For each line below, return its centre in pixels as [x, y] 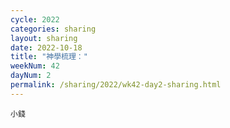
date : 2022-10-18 [46, 47]
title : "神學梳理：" [49, 57]
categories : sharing [53, 29]
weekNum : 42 [35, 66]
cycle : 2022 [35, 19]
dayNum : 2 [31, 76]
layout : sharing [44, 38]
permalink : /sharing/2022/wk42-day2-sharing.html [116, 85]
